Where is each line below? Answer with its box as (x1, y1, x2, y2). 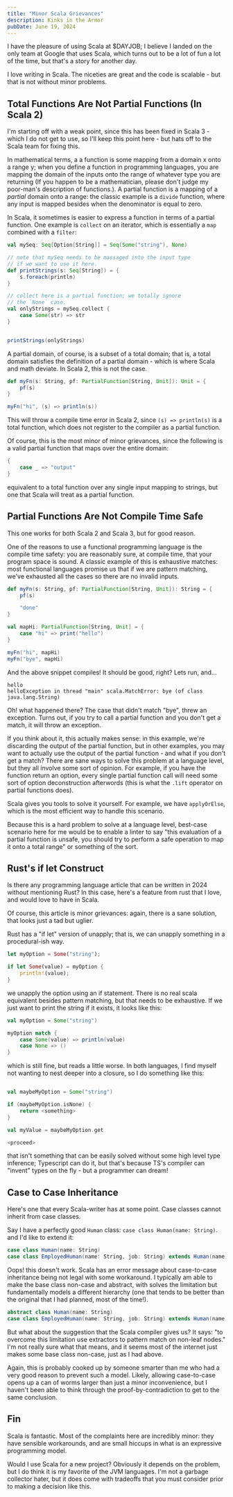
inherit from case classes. (7, 1213, 81, 1221)
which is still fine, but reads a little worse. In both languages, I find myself (7, 1062, 217, 1070)
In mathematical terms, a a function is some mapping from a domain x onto (7, 156, 221, 164)
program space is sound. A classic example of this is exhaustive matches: (7, 557, 218, 565)
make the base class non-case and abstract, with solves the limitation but (7, 1281, 218, 1288)
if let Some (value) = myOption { (7, 964, 104, 971)
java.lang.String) (7, 693, 60, 701)
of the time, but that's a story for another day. (7, 57, 137, 65)
